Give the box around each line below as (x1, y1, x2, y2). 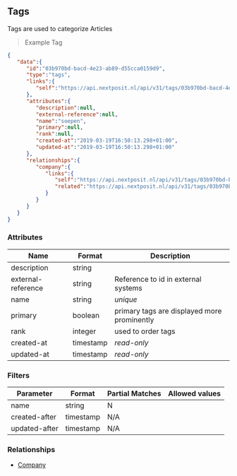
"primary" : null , (35, 124, 83, 131)
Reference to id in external (114, 274, 202, 284)
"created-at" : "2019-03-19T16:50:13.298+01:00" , (35, 137, 178, 144)
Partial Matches (107, 388, 162, 398)
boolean (73, 310, 100, 320)
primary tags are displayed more (114, 306, 222, 316)
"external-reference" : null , (35, 111, 119, 118)
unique (114, 294, 138, 304)
